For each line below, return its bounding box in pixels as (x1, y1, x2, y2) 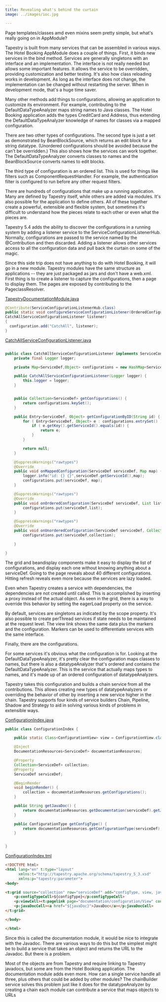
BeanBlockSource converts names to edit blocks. (5, 158, 105, 164)
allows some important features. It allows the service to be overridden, (5, 65, 149, 72)
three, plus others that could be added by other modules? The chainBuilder (5, 976, 158, 982)
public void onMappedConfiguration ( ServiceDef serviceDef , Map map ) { (14, 469, 163, 474)
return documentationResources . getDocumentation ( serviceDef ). (23, 808, 154, 813)
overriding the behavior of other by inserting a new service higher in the (5, 691, 152, 698)
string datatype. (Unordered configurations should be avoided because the (5, 143, 158, 148)
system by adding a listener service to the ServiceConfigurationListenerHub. (5, 229, 161, 235)
